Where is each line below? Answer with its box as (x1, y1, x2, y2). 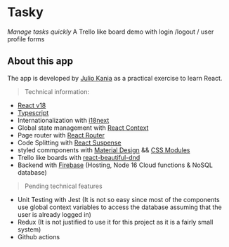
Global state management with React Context (17, 123, 149, 132)
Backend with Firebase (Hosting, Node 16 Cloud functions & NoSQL (17, 161, 213, 169)
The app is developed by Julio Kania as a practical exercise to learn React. (7, 74, 223, 82)
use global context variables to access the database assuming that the (17, 203, 223, 211)
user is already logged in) (17, 210, 91, 218)
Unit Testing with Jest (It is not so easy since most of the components (17, 195, 220, 203)
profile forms (7, 34, 45, 43)
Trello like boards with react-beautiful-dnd (17, 153, 140, 161)
